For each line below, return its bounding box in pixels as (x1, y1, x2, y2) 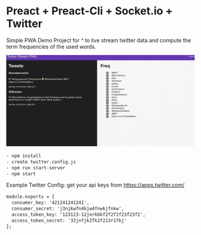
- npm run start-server (6, 165, 66, 171)
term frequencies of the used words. (6, 43, 97, 50)
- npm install (6, 153, 42, 159)
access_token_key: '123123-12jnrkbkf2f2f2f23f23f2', (11, 212, 146, 218)
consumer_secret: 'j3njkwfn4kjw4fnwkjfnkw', (11, 206, 124, 212)
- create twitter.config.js (6, 159, 77, 165)
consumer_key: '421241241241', (11, 200, 90, 206)
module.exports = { (6, 194, 55, 200)
